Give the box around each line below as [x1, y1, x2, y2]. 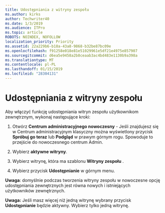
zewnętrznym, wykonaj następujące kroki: [5, 114, 91, 120]
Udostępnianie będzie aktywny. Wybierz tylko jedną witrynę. [5, 202, 130, 208]
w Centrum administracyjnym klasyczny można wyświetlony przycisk [12, 128, 153, 134]
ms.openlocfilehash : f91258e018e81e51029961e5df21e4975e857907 [5, 48, 138, 53]
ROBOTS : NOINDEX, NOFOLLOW [5, 35, 61, 40]
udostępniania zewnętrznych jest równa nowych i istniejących [5, 183, 131, 188]
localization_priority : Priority [5, 39, 74, 44]
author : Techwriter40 [5, 16, 50, 21]
